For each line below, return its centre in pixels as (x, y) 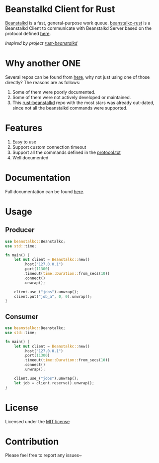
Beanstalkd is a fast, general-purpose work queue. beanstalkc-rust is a (78, 23)
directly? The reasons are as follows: (43, 82)
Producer (20, 230)
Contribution (32, 441)
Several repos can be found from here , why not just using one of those (78, 77)
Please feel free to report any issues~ (43, 455)
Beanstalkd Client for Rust (60, 9)
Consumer (22, 316)
